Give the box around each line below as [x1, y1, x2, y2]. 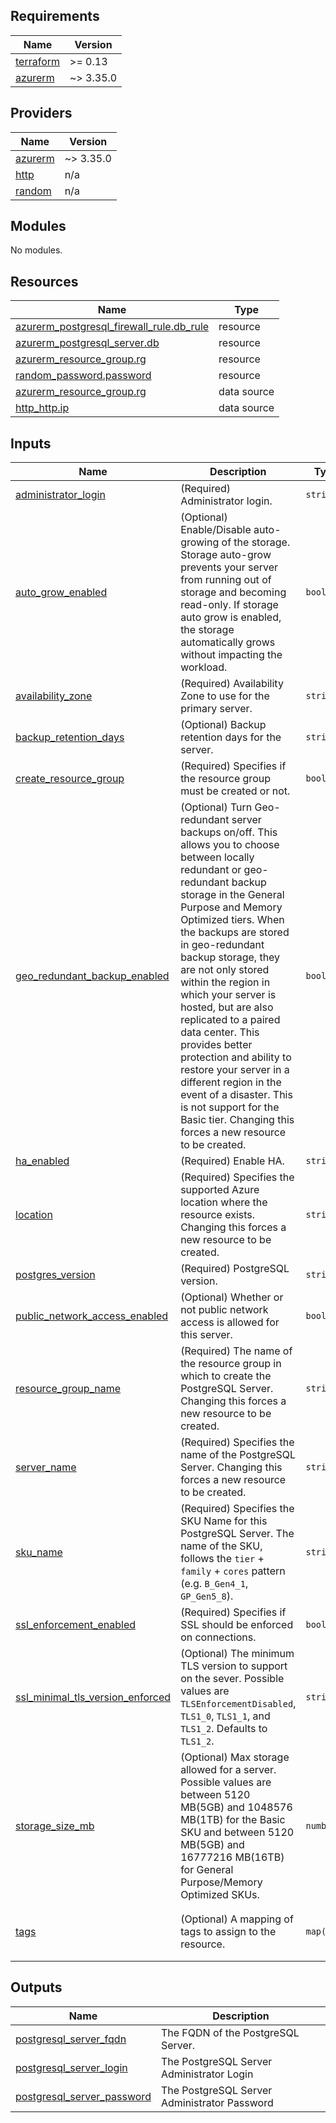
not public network [180, 1303, 269, 1317]
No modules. [10, 244, 63, 256]
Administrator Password [160, 2095, 274, 2109]
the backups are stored [180, 925, 290, 939]
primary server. [180, 702, 253, 716]
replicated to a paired [180, 1013, 281, 1027]
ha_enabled [15, 1154, 70, 1168]
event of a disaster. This [180, 1088, 293, 1102]
